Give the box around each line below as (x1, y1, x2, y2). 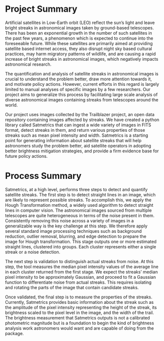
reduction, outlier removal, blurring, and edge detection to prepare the (5, 233, 147, 239)
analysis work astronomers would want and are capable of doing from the (5, 325, 154, 331)
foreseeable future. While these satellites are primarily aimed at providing (5, 40, 153, 46)
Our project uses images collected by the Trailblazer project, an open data (5, 111, 155, 117)
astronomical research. (5, 61, 52, 67)
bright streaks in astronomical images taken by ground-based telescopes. (5, 24, 154, 30)
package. (5, 330, 24, 336)
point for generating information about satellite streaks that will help (5, 137, 142, 143)
